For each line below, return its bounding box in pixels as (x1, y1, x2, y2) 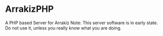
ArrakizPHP (5, 3, 54, 15)
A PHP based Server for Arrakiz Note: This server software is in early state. (5, 20, 158, 26)
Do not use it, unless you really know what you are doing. (5, 25, 122, 31)
